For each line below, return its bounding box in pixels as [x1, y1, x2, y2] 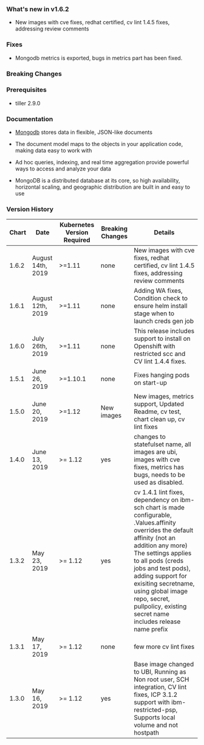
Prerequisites [6, 86, 47, 94]
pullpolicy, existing [133, 602, 187, 610]
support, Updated [133, 400, 184, 408]
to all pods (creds [133, 556, 184, 565]
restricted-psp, [133, 705, 178, 714]
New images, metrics [133, 392, 194, 400]
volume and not [133, 721, 178, 729]
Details [154, 228, 175, 237]
